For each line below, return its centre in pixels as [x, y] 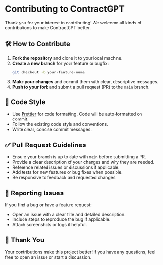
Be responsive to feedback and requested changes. [64, 178]
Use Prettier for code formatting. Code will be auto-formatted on [77, 114]
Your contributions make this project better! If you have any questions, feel [80, 252]
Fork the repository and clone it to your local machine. [68, 58]
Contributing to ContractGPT [65, 9]
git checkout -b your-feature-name [48, 72]
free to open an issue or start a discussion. [48, 257]
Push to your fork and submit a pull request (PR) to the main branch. [81, 87]
